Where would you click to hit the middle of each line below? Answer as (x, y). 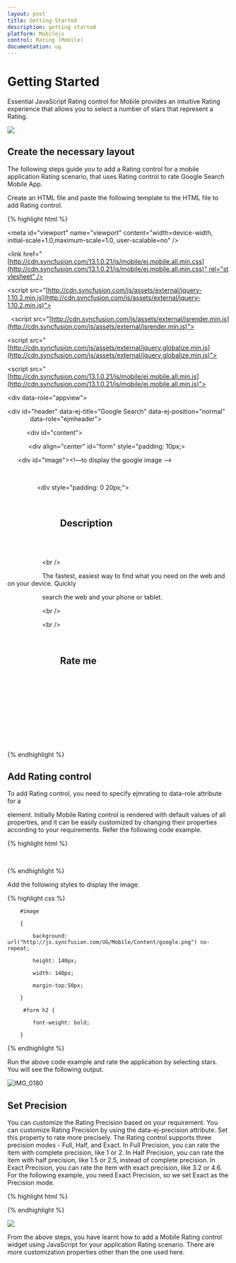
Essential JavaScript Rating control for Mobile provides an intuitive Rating (114, 101)
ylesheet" (21, 276)
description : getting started (52, 27)
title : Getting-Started (42, 21)
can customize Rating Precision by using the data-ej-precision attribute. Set (118, 1130)
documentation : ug (34, 47)
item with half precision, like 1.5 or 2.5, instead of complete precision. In (111, 1160)
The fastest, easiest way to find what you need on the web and (134, 576)
